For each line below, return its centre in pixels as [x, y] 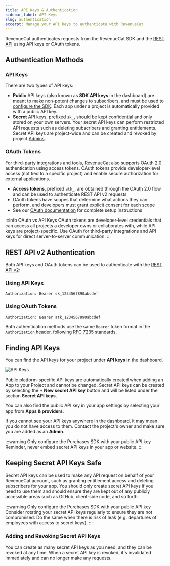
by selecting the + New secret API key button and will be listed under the [81, 390]
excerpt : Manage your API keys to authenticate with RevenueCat [74, 24]
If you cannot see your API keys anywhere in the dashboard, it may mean [81, 421]
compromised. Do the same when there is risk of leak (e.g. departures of [81, 517]
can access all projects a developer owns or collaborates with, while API [80, 226]
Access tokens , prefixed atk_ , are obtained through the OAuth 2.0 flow [87, 189]
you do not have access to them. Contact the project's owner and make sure [85, 426]
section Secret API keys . [31, 396]
